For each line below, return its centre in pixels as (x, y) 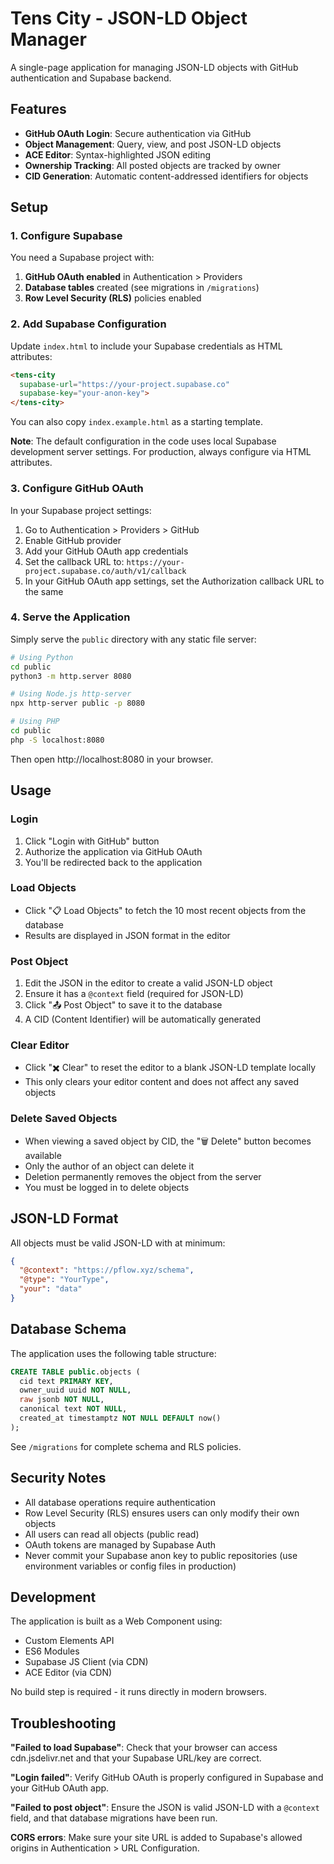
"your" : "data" (51, 1289)
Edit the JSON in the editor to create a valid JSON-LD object (148, 983)
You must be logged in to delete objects (107, 1187)
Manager (48, 39)
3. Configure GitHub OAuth (77, 489)
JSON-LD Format (64, 1218)
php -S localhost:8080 (57, 740)
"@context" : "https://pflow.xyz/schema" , (107, 1270)
